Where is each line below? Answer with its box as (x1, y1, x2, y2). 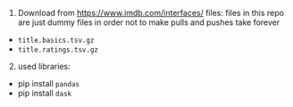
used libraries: (17, 62, 71, 71)
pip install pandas (17, 78, 80, 88)
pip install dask (17, 88, 72, 98)
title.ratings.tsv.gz (17, 45, 98, 54)
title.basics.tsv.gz (17, 36, 95, 45)
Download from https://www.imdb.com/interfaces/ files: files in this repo (17, 8, 284, 18)
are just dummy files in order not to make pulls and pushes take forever (17, 17, 280, 28)
